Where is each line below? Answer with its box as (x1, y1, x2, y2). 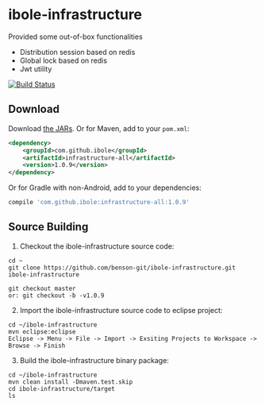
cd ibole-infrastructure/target (8, 385, 115, 392)
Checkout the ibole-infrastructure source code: (19, 241, 175, 251)
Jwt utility (19, 64, 52, 73)
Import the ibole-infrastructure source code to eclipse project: (19, 305, 223, 315)
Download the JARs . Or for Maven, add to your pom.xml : (8, 123, 190, 133)
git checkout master (8, 284, 77, 292)
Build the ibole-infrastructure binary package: (19, 355, 169, 365)
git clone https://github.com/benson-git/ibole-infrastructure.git (8, 264, 236, 272)
